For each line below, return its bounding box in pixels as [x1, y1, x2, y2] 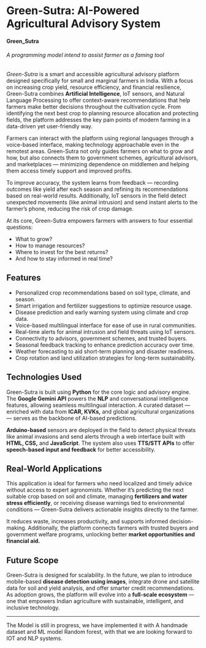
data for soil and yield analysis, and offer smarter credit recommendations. [6, 584, 195, 592]
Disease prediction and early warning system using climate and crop [15, 308, 189, 316]
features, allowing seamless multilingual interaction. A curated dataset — [6, 401, 191, 409]
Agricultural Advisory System [6, 17, 161, 31]
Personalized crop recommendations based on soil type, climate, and [15, 289, 191, 296]
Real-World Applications [6, 464, 102, 474]
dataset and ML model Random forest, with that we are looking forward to [6, 628, 193, 636]
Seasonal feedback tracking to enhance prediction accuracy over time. [15, 341, 194, 349]
